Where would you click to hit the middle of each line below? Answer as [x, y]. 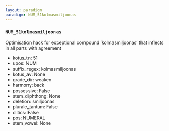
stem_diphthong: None [36, 96]
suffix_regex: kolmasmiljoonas [44, 69]
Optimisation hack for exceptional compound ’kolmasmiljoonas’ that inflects [84, 42]
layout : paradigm [24, 10]
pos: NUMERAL [29, 118]
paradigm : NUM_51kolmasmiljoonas [41, 15]
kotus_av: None [29, 74]
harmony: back [29, 85]
